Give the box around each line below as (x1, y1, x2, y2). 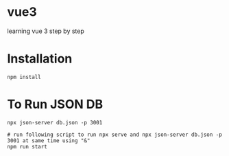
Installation (7, 51, 73, 67)
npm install (7, 74, 41, 80)
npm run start (7, 143, 48, 150)
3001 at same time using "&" (7, 137, 91, 144)
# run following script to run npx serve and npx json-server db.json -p (7, 131, 223, 138)
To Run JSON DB (7, 97, 104, 112)
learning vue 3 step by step (7, 27, 84, 35)
